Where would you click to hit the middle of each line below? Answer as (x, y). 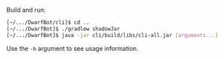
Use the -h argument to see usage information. (72, 48)
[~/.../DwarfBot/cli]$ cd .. (48, 23)
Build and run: (26, 10)
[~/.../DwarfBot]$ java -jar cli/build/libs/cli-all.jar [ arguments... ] (112, 35)
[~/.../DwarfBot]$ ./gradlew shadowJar (63, 29)
